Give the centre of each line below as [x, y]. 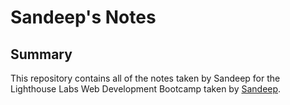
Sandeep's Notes [83, 17]
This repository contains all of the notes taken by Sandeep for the [145, 78]
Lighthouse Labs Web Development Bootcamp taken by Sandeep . [146, 89]
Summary [41, 54]
